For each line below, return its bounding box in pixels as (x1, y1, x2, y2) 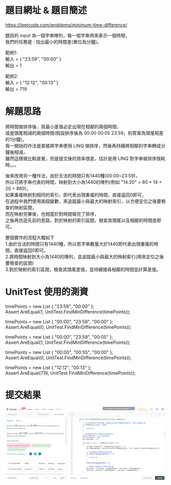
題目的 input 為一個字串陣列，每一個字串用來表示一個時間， (5, 32, 130, 38)
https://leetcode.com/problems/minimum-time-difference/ (5, 21, 127, 28)
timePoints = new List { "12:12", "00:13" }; (5, 364, 92, 370)
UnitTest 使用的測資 (5, 286, 89, 298)
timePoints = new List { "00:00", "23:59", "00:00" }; (5, 318, 113, 324)
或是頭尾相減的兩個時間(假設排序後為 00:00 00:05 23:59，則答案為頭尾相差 (5, 130, 164, 136)
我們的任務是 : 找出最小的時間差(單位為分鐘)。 (5, 39, 102, 45)
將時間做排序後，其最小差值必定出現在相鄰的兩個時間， (5, 123, 121, 130)
